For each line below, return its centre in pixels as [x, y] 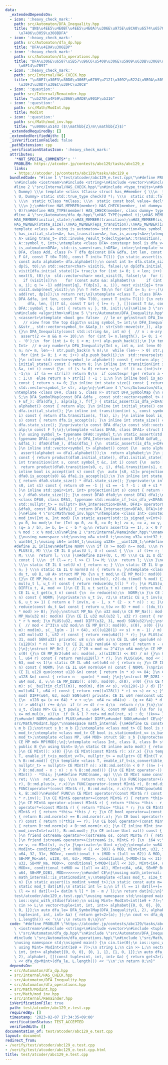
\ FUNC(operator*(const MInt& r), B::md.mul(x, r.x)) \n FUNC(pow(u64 [88, 789]
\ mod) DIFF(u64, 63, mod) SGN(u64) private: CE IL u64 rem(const [85, 695]
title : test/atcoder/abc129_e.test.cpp [47, 1054]
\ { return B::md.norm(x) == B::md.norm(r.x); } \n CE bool [77, 817]
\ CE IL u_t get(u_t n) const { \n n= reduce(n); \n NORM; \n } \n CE [87, 593]
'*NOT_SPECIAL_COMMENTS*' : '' [46, 159]
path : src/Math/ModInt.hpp [42, 108]
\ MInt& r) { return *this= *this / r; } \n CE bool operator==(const [88, 812]
